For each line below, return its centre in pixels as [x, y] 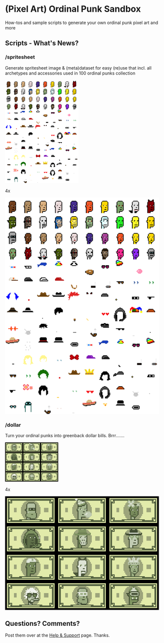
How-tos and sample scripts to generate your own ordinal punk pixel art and [82, 23]
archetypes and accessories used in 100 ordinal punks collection [70, 73]
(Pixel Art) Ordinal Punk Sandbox [73, 9]
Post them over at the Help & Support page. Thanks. [57, 635]
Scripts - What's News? [42, 43]
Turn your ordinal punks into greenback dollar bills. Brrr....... [65, 435]
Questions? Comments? [42, 624]
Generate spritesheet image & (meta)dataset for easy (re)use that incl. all [78, 68]
